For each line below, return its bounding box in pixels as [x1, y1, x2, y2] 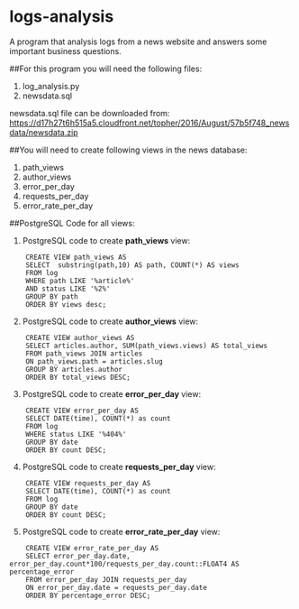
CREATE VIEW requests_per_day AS [25, 478, 151, 488]
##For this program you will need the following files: [9, 63, 203, 74]
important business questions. [9, 45, 122, 56]
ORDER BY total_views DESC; [25, 373, 131, 382]
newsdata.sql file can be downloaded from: [9, 107, 170, 118]
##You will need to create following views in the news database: [9, 144, 248, 155]
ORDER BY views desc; [25, 300, 106, 309]
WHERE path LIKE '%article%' [25, 276, 135, 285]
